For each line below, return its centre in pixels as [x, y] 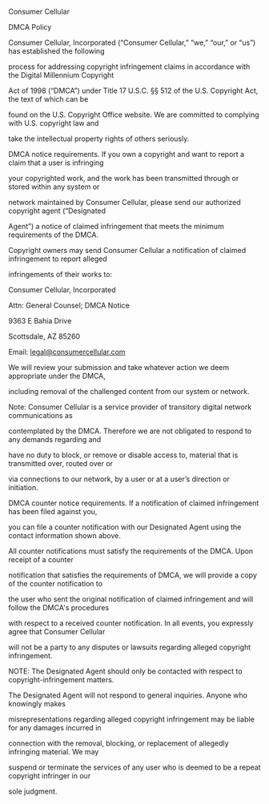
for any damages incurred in [55, 728]
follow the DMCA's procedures [59, 607]
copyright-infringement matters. [61, 679]
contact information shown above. [65, 535]
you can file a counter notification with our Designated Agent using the [125, 527]
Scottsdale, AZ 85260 [44, 336]
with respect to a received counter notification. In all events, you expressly [131, 623]
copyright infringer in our [50, 776]
